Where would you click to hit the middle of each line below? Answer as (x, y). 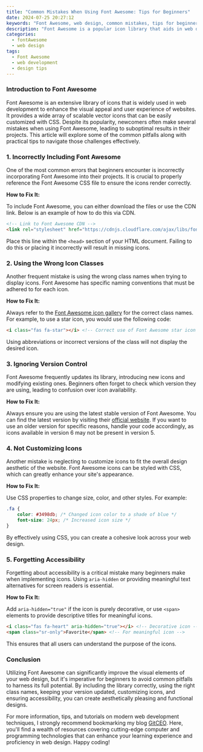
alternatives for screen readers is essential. (60, 585)
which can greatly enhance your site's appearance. (70, 474)
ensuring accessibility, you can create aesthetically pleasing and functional (100, 698)
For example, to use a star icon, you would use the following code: (89, 319)
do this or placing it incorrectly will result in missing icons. (78, 247)
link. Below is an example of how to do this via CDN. (71, 213)
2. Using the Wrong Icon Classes (55, 263)
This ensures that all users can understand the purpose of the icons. (92, 644)
